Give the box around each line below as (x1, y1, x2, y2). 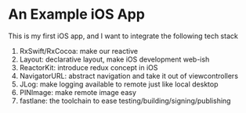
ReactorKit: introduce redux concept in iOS (19, 62, 158, 72)
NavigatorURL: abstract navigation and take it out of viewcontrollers (19, 71, 239, 80)
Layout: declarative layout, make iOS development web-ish (19, 55, 210, 64)
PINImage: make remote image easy (19, 87, 137, 97)
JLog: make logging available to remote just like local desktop (19, 79, 219, 89)
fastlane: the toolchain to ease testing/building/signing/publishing (19, 96, 231, 105)
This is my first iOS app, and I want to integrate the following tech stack (8, 31, 239, 41)
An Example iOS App (8, 5, 145, 23)
